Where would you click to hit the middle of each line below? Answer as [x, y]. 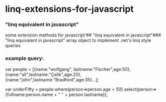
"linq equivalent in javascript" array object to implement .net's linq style [78, 40]
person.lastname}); [88, 94]
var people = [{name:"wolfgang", [39, 69]
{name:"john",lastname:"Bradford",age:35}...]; [52, 79]
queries [13, 46]
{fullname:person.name [29, 94]
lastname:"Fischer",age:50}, [102, 69]
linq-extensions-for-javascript [70, 9]
